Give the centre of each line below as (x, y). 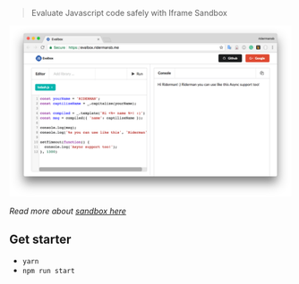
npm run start (48, 271)
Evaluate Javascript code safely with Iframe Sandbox (129, 13)
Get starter (40, 239)
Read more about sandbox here (68, 211)
